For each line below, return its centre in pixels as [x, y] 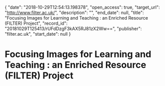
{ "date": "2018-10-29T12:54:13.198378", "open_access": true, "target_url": [82, 7]
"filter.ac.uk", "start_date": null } [38, 34]
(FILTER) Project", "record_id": [36, 23]
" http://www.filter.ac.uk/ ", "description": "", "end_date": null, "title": [74, 13]
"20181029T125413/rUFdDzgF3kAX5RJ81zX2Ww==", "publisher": [73, 29]
